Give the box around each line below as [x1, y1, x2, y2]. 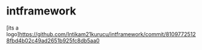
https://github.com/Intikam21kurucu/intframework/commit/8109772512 [19, 30, 196, 37]
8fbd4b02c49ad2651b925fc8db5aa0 [6, 37, 100, 44]
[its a [6, 24, 19, 31]
